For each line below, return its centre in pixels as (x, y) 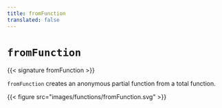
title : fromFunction (37, 13)
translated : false (33, 20)
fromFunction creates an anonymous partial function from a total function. (111, 84)
